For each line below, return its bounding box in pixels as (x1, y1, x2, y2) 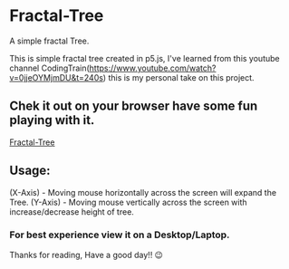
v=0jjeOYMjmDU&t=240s (9, 72, 104, 82)
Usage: (9, 163, 52, 178)
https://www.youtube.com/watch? (89, 62, 217, 73)
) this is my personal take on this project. (102, 72, 255, 82)
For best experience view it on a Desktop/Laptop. (9, 228, 230, 241)
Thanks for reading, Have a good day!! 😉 (9, 249, 163, 260)
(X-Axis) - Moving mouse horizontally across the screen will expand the (9, 187, 277, 197)
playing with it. (9, 112, 95, 128)
